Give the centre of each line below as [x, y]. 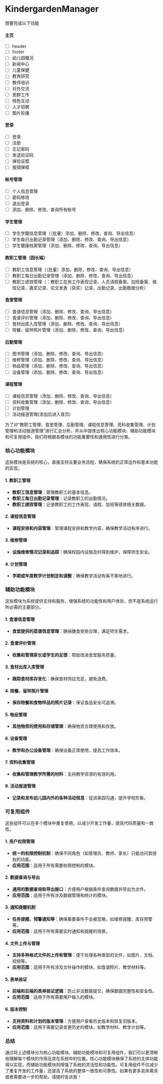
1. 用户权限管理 [20, 841]
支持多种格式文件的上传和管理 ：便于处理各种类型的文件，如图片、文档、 [84, 955]
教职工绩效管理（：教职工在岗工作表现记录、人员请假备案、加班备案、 [82, 282]
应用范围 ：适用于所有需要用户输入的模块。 [55, 997]
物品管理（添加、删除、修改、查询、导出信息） [59, 366]
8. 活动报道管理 [20, 786]
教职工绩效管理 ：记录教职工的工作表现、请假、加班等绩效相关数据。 [80, 504]
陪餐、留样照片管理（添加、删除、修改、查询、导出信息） [69, 330]
